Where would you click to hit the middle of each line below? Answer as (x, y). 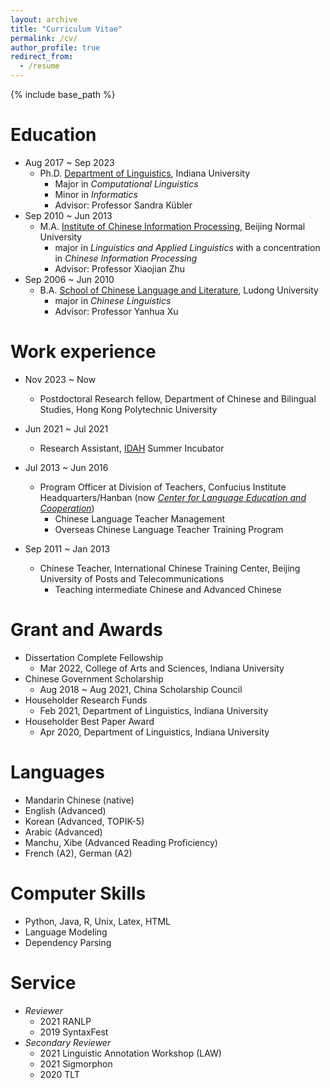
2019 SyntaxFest (74, 1032)
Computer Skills (78, 893)
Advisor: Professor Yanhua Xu (116, 311)
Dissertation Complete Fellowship (94, 657)
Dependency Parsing (68, 942)
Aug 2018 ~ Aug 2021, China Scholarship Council (141, 689)
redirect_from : (42, 57)
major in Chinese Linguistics (113, 300)
